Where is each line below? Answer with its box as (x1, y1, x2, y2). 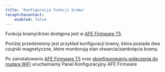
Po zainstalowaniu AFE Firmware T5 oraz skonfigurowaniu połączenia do (5, 56, 158, 62)
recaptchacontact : (5, 12, 44, 17)
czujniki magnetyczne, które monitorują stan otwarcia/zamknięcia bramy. (5, 46, 159, 52)
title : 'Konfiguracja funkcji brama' (5, 7, 86, 13)
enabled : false (14, 17, 47, 22)
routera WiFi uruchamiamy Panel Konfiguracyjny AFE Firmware (5, 61, 137, 67)
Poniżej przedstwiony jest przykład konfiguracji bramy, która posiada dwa (5, 41, 160, 47)
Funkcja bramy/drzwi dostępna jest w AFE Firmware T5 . (5, 31, 122, 37)
